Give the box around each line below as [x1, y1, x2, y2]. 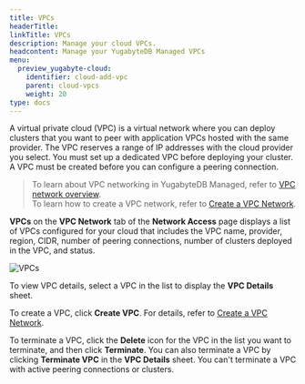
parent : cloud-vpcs [25, 81, 100, 90]
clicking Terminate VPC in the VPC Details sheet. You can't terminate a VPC [9, 354, 297, 365]
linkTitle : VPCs [9, 30, 71, 39]
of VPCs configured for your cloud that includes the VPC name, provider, [9, 226, 282, 237]
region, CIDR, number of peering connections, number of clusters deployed [9, 236, 293, 247]
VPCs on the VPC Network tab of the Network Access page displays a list [9, 216, 291, 227]
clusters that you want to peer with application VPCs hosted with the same [9, 133, 290, 144]
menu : [9, 56, 30, 65]
